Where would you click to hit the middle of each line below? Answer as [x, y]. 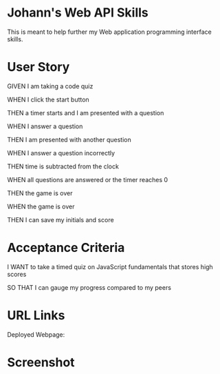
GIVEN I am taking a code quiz [50, 86]
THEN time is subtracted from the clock [63, 166]
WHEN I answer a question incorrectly [61, 152]
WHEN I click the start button [48, 99]
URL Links [36, 315]
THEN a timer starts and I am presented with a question [86, 112]
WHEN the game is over [41, 206]
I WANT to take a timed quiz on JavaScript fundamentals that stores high [110, 266]
